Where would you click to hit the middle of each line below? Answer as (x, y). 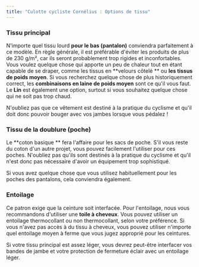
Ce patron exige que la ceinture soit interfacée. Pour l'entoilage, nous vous (98, 208)
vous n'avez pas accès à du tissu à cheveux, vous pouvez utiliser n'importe (99, 226)
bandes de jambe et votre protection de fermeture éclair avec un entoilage (97, 251)
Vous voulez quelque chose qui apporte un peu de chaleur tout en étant (94, 64)
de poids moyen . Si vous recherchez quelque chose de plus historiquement (99, 77)
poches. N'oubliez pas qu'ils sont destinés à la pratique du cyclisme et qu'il (99, 155)
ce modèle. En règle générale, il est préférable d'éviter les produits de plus (98, 52)
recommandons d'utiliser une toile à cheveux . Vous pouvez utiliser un (92, 214)
